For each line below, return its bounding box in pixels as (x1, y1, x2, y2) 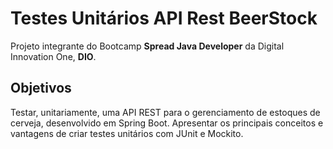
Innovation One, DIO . (10, 50, 97, 62)
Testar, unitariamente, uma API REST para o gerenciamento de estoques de (10, 106, 321, 118)
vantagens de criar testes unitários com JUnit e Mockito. (10, 127, 244, 139)
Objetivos (10, 80, 72, 97)
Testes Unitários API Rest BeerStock (10, 7, 318, 30)
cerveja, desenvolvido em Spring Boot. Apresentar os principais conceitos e (10, 117, 324, 129)
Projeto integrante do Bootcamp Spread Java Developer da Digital (10, 40, 285, 52)
